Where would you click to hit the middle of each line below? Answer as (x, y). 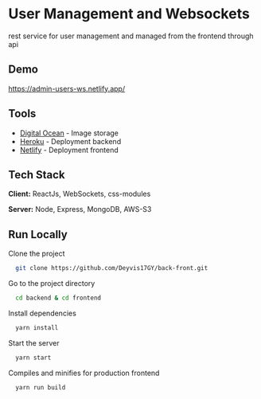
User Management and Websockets (129, 14)
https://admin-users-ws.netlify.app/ (67, 88)
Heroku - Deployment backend (70, 141)
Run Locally (38, 235)
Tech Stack (37, 175)
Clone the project (37, 254)
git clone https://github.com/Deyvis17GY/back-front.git (112, 268)
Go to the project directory (52, 284)
